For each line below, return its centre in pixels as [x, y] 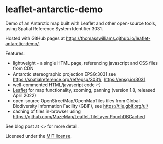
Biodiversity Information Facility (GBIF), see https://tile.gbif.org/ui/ [80, 106]
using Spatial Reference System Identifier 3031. [54, 28]
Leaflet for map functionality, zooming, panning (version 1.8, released [84, 90]
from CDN [23, 68]
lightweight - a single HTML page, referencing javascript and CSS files [85, 63]
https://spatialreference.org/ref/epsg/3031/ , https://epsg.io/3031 [79, 79]
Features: [15, 53]
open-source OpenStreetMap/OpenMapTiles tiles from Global [76, 100]
